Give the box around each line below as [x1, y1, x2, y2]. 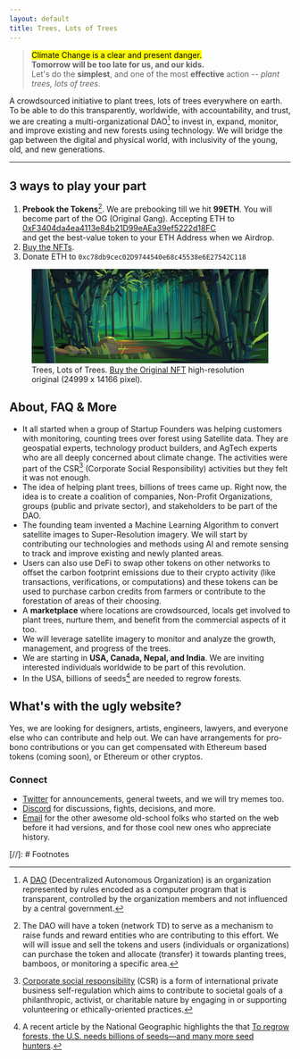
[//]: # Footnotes [9, 849, 70, 860]
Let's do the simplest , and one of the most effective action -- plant [30, 68, 279, 79]
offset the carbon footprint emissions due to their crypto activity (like [21, 567, 276, 578]
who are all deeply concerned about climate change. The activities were [21, 452, 288, 463]
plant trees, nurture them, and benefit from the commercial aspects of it [21, 614, 287, 625]
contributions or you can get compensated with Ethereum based [29, 741, 268, 752]
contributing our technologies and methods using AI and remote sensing [21, 538, 289, 549]
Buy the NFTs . [21, 241, 75, 252]
